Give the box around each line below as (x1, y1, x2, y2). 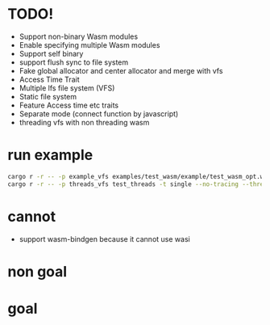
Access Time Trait (19, 74, 80, 84)
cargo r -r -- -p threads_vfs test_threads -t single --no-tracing (7, 179, 239, 188)
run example (7, 146, 93, 164)
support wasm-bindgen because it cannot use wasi (19, 234, 190, 243)
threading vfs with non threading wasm (19, 117, 150, 127)
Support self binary (19, 49, 84, 58)
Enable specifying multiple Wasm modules (19, 40, 160, 49)
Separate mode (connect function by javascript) (19, 108, 179, 118)
